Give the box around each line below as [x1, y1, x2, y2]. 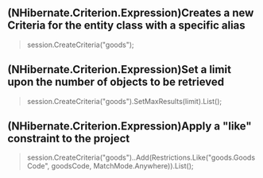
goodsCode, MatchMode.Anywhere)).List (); [51, 161, 194, 171]
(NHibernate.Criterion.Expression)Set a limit [7, 63, 232, 76]
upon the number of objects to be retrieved [7, 75, 224, 89]
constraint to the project [7, 132, 130, 145]
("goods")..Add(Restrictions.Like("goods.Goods [99, 153, 256, 162]
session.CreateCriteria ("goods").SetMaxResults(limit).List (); [26, 96, 222, 106]
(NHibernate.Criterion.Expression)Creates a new [7, 6, 254, 20]
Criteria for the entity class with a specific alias [7, 19, 246, 33]
